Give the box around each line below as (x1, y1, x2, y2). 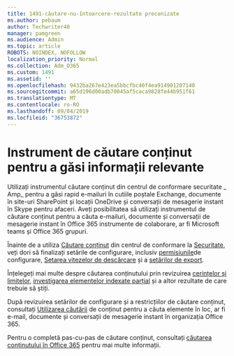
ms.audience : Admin (7, 36, 64, 43)
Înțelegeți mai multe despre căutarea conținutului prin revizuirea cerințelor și (7, 269, 227, 277)
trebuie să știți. (7, 284, 50, 292)
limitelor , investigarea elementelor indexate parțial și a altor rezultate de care (7, 276, 227, 285)
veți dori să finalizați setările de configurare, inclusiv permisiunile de (7, 248, 201, 256)
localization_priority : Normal (7, 56, 98, 63)
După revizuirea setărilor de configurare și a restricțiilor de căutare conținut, (7, 297, 226, 306)
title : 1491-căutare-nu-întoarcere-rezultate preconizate (7, 10, 180, 17)
